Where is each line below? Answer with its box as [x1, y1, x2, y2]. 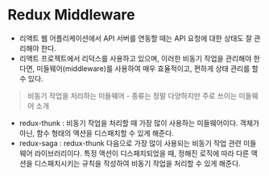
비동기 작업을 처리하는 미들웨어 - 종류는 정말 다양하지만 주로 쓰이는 [27, 90, 238, 100]
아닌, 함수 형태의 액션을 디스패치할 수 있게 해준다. [19, 128, 174, 138]
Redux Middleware [7, 6, 135, 24]
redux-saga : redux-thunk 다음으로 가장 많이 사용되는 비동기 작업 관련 [19, 138, 242, 148]
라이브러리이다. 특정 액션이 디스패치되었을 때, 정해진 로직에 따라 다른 [34, 148, 250, 158]
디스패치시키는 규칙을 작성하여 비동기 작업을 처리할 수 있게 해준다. [34, 158, 241, 168]
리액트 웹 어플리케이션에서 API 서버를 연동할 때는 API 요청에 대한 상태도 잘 [19, 33, 253, 43]
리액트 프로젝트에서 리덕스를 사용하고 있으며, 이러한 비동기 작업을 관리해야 [19, 53, 252, 63]
